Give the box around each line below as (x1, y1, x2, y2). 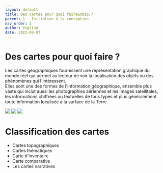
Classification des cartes (5, 126, 109, 138)
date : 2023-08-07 (5, 30, 41, 35)
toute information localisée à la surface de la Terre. (5, 99, 108, 105)
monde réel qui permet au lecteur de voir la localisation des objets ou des (5, 72, 154, 79)
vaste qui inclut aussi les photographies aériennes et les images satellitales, (5, 88, 158, 94)
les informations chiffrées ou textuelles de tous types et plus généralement (5, 93, 157, 99)
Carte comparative (12, 158, 51, 164)
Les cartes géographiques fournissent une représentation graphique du (5, 67, 150, 73)
